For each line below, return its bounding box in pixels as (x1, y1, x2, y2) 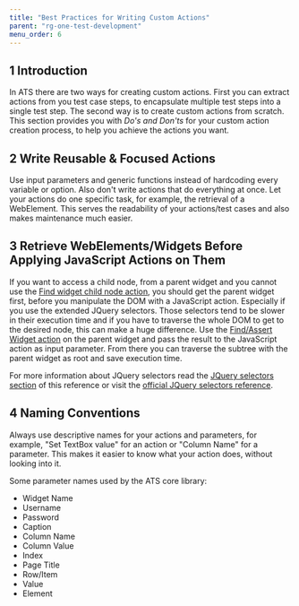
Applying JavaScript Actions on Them (9, 253, 226, 268)
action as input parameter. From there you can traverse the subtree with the (9, 342, 288, 354)
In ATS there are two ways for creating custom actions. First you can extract (9, 87, 290, 98)
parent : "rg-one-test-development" (9, 22, 142, 30)
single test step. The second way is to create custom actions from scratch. (9, 106, 285, 117)
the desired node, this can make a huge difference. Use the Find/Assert (9, 324, 273, 334)
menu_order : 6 (9, 30, 63, 39)
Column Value (21, 540, 74, 551)
